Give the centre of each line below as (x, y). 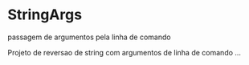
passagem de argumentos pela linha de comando (89, 37)
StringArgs (45, 15)
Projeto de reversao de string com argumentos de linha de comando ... (124, 52)
